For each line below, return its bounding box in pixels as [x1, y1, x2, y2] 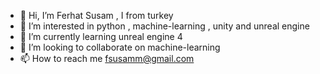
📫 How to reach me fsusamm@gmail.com [19, 53, 195, 64]
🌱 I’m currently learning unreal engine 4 [19, 31, 183, 42]
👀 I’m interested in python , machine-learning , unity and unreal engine [19, 20, 310, 32]
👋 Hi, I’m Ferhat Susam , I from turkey [19, 10, 174, 21]
